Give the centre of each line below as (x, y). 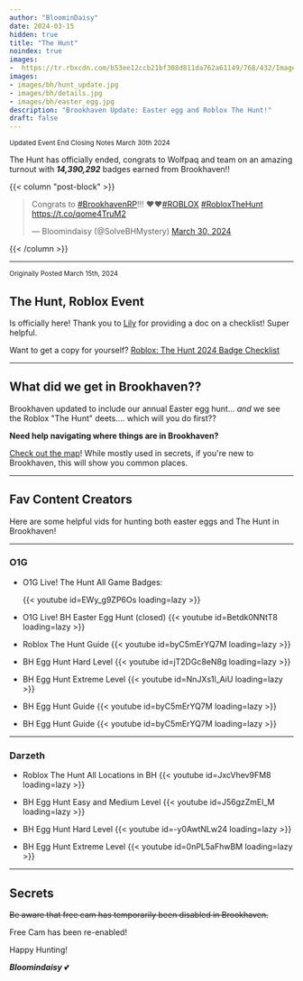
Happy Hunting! (38, 949)
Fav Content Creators (71, 500)
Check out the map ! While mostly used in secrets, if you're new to (132, 453)
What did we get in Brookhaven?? (106, 387)
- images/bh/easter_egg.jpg (62, 101)
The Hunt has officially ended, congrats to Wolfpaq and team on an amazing (151, 160)
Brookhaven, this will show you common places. (99, 463)
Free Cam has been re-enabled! (69, 932)
